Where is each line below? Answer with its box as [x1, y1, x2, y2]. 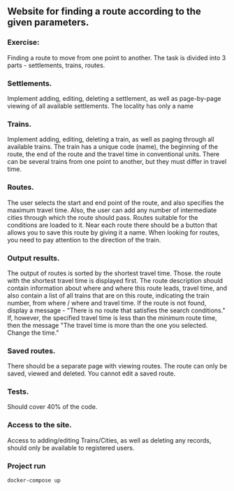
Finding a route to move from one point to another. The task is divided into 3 [7, 53, 226, 62]
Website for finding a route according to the [7, 6, 201, 18]
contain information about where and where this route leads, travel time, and [7, 284, 228, 292]
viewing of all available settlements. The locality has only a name [7, 102, 194, 110]
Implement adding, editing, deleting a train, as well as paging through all [7, 135, 214, 144]
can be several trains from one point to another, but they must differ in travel [7, 158, 227, 166]
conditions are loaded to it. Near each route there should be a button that [7, 221, 218, 229]
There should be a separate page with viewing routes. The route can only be [7, 362, 228, 371]
